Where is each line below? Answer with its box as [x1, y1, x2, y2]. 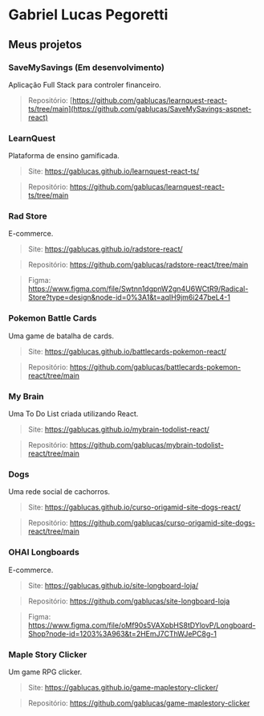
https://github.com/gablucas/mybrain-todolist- [69, 440, 225, 450]
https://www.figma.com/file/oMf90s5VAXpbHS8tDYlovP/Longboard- [27, 620, 256, 630]
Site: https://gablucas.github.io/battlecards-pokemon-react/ [27, 346, 227, 356]
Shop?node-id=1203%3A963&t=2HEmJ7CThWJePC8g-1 [27, 628, 217, 638]
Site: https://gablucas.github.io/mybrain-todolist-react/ [27, 424, 210, 435]
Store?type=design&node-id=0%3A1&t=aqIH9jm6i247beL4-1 [27, 293, 231, 302]
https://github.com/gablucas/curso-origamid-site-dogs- [69, 518, 255, 528]
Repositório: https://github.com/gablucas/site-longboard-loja [27, 596, 230, 606]
